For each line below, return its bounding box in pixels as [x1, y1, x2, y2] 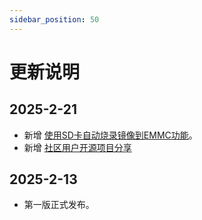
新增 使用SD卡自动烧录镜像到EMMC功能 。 [23, 129, 198, 141]
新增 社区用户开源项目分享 [23, 141, 132, 153]
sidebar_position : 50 [9, 14, 100, 25]
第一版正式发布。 [23, 199, 95, 211]
